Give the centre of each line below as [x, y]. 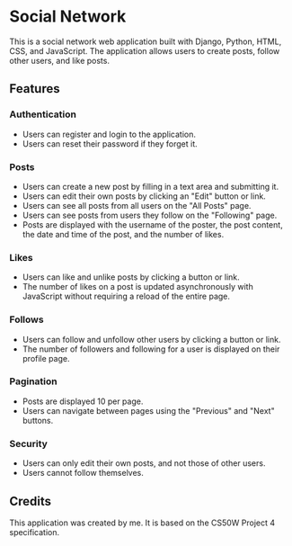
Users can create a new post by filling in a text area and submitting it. [150, 186]
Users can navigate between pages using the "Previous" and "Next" [149, 410]
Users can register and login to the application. [109, 134]
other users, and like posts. [60, 60]
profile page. [46, 358]
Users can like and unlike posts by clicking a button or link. [131, 277]
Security [28, 443]
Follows [27, 319]
